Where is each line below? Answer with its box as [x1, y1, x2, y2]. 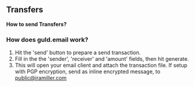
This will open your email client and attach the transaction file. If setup [14, 62, 188, 69]
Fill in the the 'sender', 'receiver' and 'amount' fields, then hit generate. [14, 55, 189, 63]
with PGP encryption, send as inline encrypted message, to [14, 68, 161, 75]
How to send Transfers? [6, 20, 67, 27]
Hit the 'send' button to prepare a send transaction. [14, 49, 141, 56]
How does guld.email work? [6, 35, 88, 44]
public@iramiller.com [14, 74, 67, 82]
